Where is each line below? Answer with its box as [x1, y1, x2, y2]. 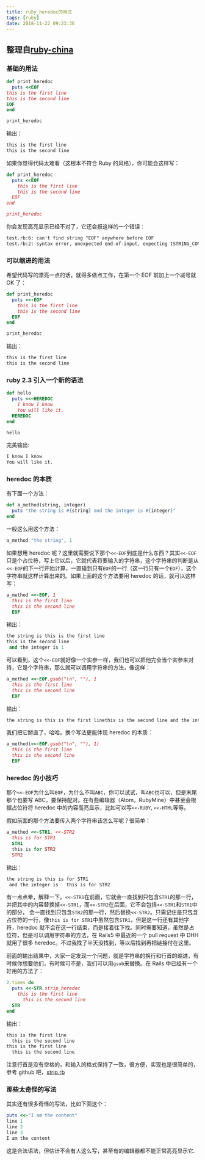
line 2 [6, 1124, 23, 1130]
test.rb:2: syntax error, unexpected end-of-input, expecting [6, 241, 168, 247]
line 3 [6, 1129, 23, 1136]
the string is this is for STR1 [6, 876, 88, 882]
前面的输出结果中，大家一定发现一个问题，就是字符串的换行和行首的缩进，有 [6, 952, 199, 960]
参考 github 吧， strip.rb [6, 1068, 65, 1076]
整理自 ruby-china [6, 44, 74, 55]
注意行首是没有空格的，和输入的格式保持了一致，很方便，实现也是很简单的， [6, 1061, 199, 1068]
